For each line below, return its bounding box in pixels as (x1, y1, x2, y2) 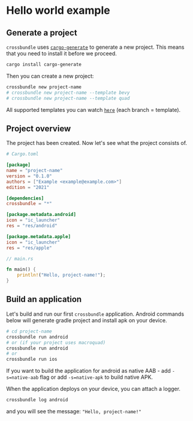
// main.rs (6, 256, 34, 262)
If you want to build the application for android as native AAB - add (6, 367, 171, 375)
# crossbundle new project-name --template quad (6, 95, 130, 101)
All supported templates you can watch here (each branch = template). (6, 106, 181, 113)
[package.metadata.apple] (6, 233, 71, 239)
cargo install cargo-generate (6, 61, 82, 67)
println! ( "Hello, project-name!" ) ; (17, 272, 106, 278)
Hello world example (6, 4, 110, 17)
